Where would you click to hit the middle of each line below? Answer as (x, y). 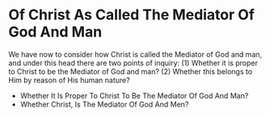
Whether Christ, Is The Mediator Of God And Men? (104, 104)
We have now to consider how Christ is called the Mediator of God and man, (135, 54)
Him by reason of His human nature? (70, 80)
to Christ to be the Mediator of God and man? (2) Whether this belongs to (131, 71)
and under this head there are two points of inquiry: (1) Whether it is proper (133, 63)
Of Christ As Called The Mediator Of (131, 15)
